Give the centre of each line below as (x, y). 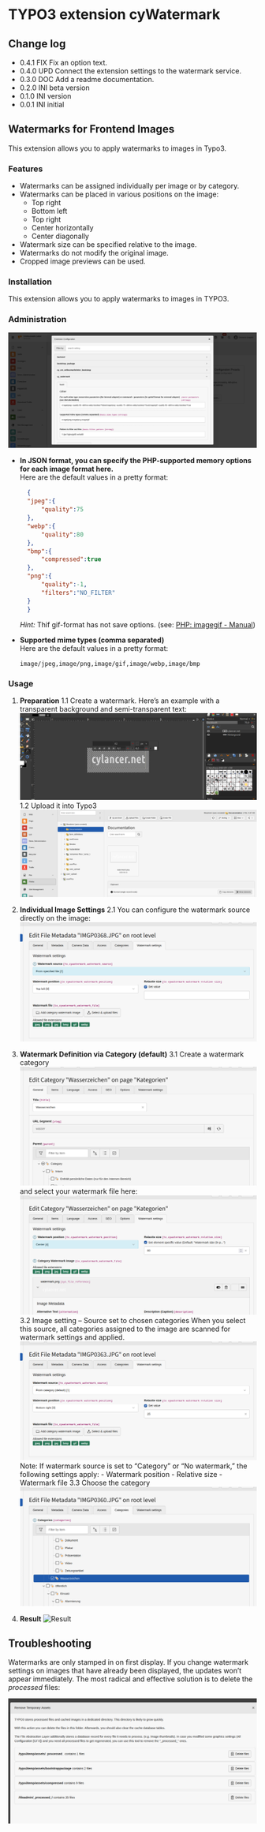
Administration (37, 320)
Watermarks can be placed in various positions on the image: (119, 194)
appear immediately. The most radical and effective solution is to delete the (131, 1679)
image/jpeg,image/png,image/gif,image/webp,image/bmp (110, 664)
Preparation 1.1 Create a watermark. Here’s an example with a (119, 701)
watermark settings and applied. (72, 1337)
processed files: (34, 1688)
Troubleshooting (50, 1644)
